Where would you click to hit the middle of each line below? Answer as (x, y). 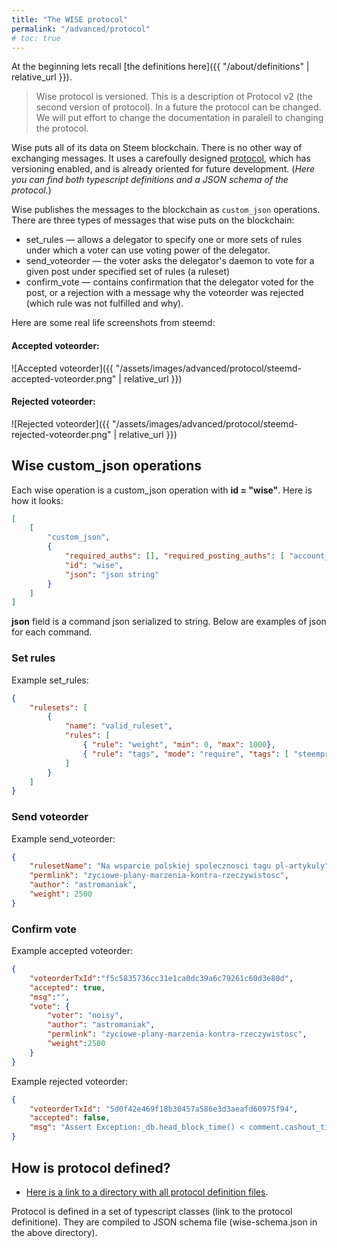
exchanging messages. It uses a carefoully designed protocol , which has (161, 158)
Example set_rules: (50, 680)
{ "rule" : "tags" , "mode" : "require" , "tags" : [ (186, 754)
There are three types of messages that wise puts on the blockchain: (153, 220)
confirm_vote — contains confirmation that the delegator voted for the (169, 282)
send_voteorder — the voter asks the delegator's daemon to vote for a (170, 261)
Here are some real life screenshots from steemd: (113, 323)
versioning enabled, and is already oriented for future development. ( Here (163, 169)
